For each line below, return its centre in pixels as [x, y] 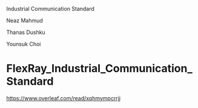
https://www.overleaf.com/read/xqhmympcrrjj [64, 98]
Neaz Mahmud [25, 20]
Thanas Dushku [26, 32]
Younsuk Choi [24, 44]
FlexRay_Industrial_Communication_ [99, 69]
